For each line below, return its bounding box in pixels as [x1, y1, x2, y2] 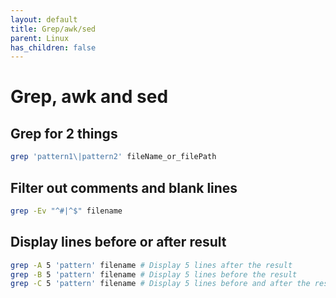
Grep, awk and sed [10, 86, 169, 108]
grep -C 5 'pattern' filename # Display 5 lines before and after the [10, 279, 311, 289]
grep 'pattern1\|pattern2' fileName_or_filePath [10, 152, 217, 162]
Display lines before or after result [10, 234, 227, 251]
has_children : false [10, 42, 97, 53]
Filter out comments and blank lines [10, 179, 238, 196]
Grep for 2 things [10, 125, 118, 142]
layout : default [10, 14, 78, 25]
